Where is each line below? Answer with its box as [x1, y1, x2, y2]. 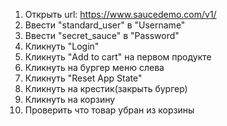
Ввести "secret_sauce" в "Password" [24, 30, 180, 41]
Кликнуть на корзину [24, 94, 116, 105]
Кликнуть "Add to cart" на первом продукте [24, 51, 212, 63]
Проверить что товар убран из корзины [24, 104, 195, 116]
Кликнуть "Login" [24, 40, 100, 52]
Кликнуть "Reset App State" [24, 72, 143, 84]
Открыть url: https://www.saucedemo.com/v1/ [24, 9, 217, 20]
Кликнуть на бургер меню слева [24, 62, 165, 73]
